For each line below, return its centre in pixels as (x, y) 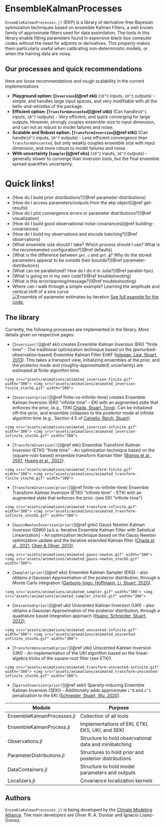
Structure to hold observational (116, 738)
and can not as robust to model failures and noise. (63, 127)
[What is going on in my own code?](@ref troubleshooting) (72, 276)
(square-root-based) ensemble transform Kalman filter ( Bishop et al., (82, 455)
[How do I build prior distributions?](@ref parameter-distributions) (79, 197)
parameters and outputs (108, 772)
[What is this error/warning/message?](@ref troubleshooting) (74, 281)
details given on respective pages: (40, 334)
